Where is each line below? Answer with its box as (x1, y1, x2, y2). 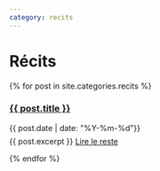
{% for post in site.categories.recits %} (9, 81, 152, 91)
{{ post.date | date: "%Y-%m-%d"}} (9, 122, 140, 133)
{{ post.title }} (9, 103, 71, 115)
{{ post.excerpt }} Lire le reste (9, 136, 118, 146)
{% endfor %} (9, 152, 60, 164)
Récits (9, 51, 57, 71)
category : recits (9, 12, 74, 22)
